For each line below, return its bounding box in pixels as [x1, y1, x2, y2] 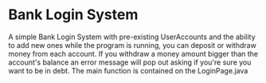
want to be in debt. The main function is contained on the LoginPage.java [8, 65, 248, 75]
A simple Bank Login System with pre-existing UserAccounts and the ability [8, 32, 256, 41]
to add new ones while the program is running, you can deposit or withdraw [8, 40, 256, 49]
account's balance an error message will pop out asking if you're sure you [8, 57, 252, 67]
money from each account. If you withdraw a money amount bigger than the [8, 49, 259, 58]
